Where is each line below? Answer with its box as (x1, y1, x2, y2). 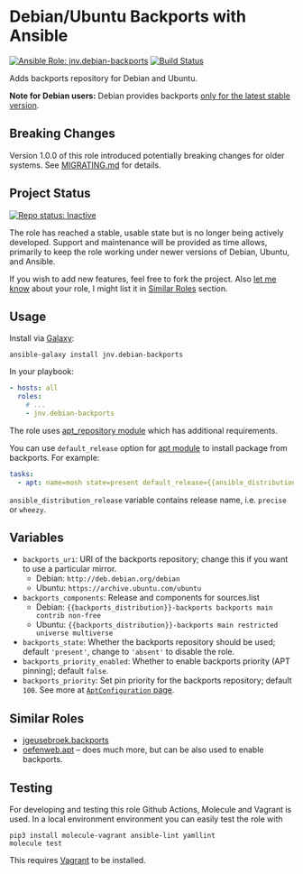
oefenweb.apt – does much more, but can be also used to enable (22, 744, 264, 755)
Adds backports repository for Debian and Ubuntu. (9, 72, 198, 83)
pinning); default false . (22, 666, 109, 676)
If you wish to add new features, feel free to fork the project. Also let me (9, 273, 277, 284)
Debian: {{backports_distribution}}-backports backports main (35, 602, 273, 612)
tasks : (9, 469, 34, 479)
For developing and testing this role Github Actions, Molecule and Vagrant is (9, 805, 292, 815)
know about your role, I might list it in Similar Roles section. (9, 282, 228, 294)
